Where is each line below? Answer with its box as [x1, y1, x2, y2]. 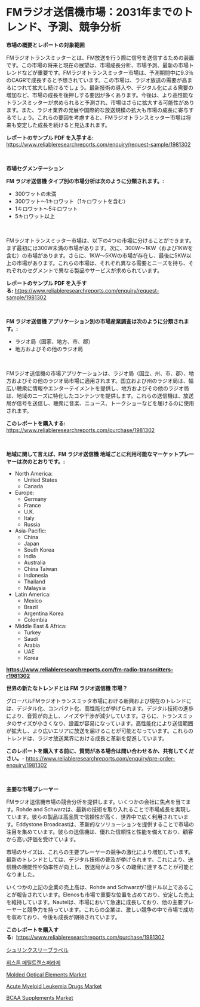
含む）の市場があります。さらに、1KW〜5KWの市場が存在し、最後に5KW [6, 252, 187, 259]
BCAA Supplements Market [6, 994, 73, 1001]
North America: [14, 470, 53, 477]
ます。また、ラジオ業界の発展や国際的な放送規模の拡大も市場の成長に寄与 [6, 106, 189, 114]
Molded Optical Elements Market [6, 971, 87, 978]
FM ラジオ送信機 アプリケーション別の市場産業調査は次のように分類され [6, 318, 184, 325]
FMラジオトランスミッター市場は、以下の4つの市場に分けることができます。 [6, 237, 195, 244]
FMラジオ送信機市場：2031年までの [6, 5, 183, 19]
